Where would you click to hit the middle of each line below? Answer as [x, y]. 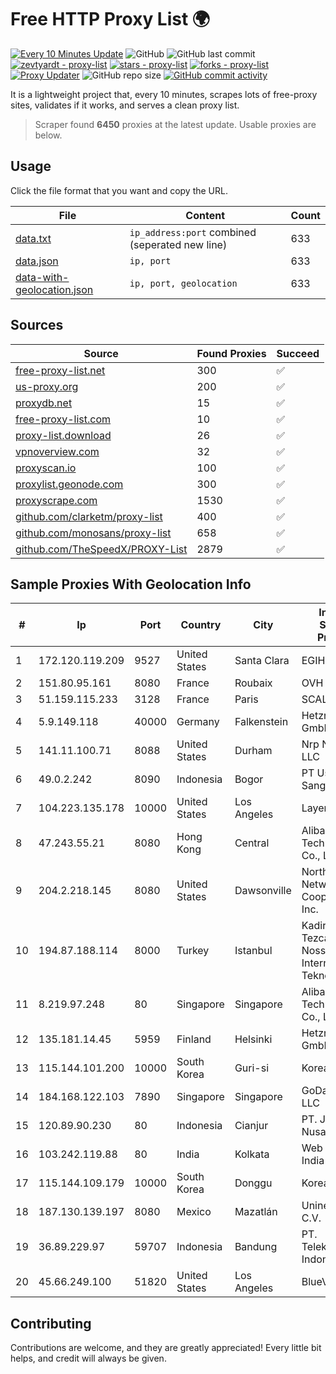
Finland [194, 1039]
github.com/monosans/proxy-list [93, 533]
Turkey [193, 951]
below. [48, 135]
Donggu [253, 1183]
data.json [37, 261]
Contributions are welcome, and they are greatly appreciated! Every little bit [166, 1348]
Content [205, 215]
